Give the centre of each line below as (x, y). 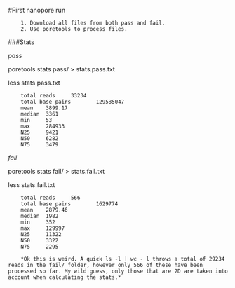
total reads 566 (51, 198)
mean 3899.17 (45, 108)
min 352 (38, 222)
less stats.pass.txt (34, 83)
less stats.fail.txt (32, 185)
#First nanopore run (37, 10)
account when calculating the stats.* (65, 277)
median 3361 (40, 114)
